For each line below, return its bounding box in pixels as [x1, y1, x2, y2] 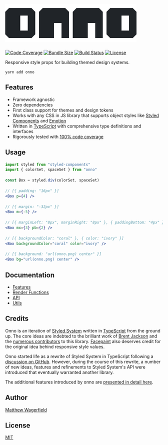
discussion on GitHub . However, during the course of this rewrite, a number [5, 358, 161, 364]
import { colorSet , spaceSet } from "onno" [5, 167, 97, 172]
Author [5, 393, 27, 402]
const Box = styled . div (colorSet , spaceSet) [5, 178, 99, 183]
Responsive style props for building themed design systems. [5, 59, 130, 65]
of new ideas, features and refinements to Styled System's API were [5, 364, 146, 370]
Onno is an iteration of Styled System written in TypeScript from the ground [5, 327, 161, 333]
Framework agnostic [12, 96, 55, 102]
